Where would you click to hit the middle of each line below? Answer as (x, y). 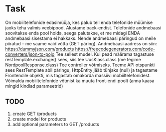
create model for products (39, 119)
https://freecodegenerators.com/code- (115, 49)
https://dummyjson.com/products (40, 49)
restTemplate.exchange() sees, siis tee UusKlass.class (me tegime (73, 59)
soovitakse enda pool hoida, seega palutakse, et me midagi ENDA (73, 33)
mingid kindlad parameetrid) (34, 86)
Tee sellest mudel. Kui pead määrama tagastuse (105, 54)
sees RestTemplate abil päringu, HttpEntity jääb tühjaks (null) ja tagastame (82, 70)
